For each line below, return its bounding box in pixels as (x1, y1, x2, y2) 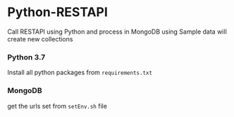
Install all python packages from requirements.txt (7, 68, 153, 77)
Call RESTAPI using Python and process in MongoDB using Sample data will (7, 27, 227, 36)
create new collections (7, 34, 73, 43)
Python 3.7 (7, 52, 46, 62)
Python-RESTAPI (7, 4, 108, 20)
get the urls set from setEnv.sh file (7, 102, 108, 110)
